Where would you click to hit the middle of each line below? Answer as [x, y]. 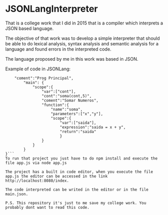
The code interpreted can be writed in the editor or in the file [77, 190]
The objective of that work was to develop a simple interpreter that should [82, 38]
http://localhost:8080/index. [37, 181]
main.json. [17, 194]
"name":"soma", [66, 109]
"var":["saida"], [78, 123]
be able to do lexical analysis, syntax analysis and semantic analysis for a [82, 43]
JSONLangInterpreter [52, 9]
